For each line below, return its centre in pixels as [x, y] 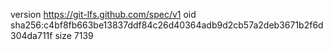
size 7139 [74, 35]
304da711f [31, 35]
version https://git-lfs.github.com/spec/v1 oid [103, 14]
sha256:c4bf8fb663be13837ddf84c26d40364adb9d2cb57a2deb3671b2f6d [167, 25]
